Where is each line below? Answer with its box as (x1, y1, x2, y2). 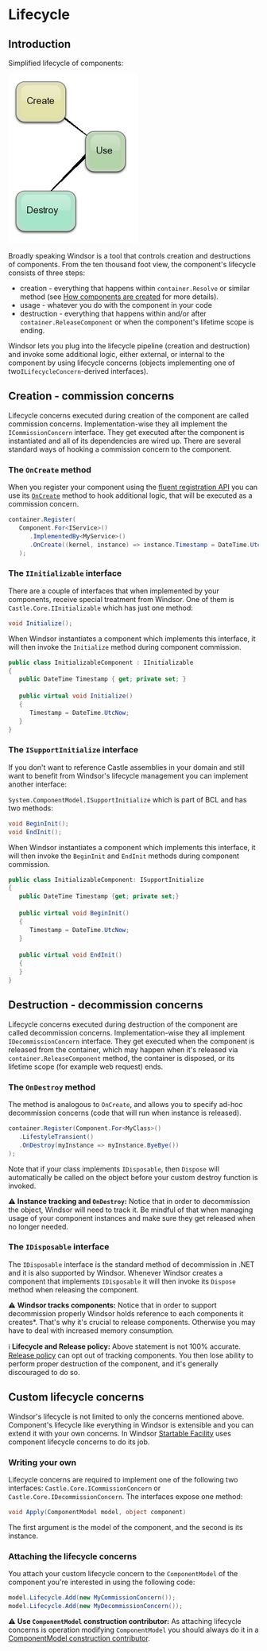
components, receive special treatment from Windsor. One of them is (8, 594, 234, 604)
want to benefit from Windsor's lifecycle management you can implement (8, 771, 249, 780)
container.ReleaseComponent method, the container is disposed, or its (8, 1053, 235, 1062)
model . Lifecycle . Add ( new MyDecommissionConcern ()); (8, 1602, 183, 1610)
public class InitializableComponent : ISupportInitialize (8, 876, 204, 884)
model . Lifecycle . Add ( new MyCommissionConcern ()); (8, 1594, 176, 1602)
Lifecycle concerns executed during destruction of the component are (8, 1020, 238, 1029)
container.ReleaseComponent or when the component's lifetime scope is (19, 317, 254, 327)
